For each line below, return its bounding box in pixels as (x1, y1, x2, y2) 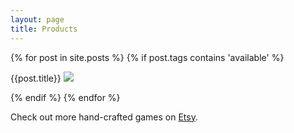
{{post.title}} (10, 72, 62, 84)
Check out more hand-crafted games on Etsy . (10, 111, 199, 123)
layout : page (10, 14, 65, 25)
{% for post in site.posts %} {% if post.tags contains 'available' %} (10, 51, 285, 63)
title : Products (10, 24, 78, 34)
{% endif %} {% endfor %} (10, 91, 121, 103)
